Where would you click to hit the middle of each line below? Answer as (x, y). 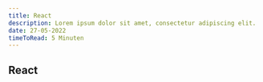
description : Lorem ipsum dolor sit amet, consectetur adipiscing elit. (132, 23)
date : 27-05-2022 (37, 30)
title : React (30, 16)
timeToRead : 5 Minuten (46, 38)
